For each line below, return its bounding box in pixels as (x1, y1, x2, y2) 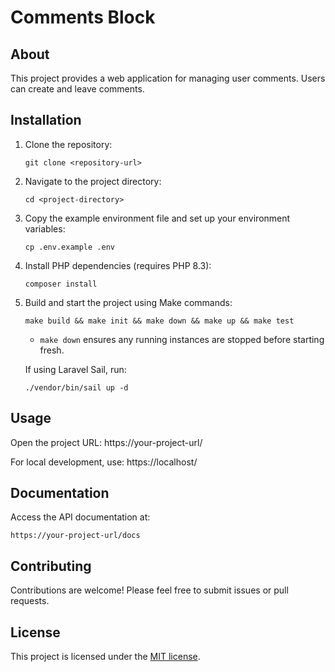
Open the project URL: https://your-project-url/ (10, 436, 203, 448)
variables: (24, 222, 66, 235)
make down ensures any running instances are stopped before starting (39, 333, 325, 345)
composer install (24, 279, 98, 289)
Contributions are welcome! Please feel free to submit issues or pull (10, 584, 289, 596)
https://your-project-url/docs (10, 531, 141, 541)
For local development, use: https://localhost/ (10, 456, 198, 468)
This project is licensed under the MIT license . (10, 651, 201, 663)
